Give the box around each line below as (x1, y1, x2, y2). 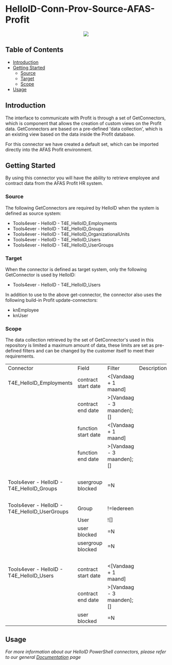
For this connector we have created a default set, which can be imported (5, 141, 159, 147)
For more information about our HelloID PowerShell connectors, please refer (5, 649, 166, 655)
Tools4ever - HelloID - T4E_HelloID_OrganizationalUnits (12, 231, 130, 237)
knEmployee (12, 307, 39, 313)
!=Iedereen (107, 505, 134, 512)
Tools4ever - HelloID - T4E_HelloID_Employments (12, 220, 117, 226)
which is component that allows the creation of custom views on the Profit (5, 120, 162, 126)
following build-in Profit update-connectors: (5, 297, 98, 303)
